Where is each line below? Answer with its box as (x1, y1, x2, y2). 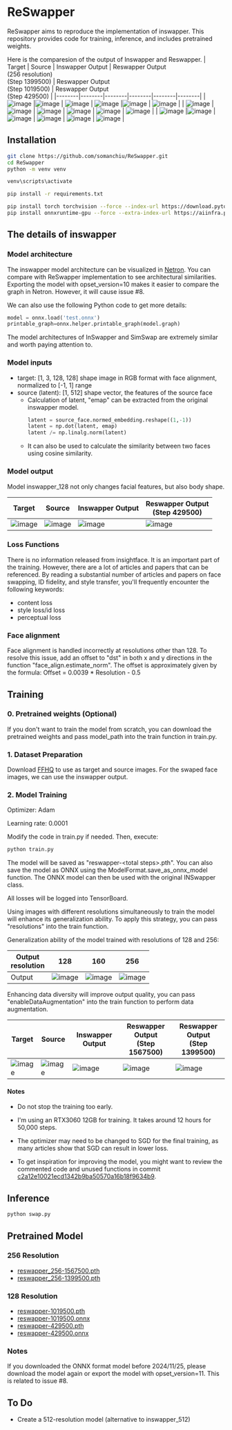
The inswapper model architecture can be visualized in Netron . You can (7, 265, 211, 274)
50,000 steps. (17, 1124, 57, 1132)
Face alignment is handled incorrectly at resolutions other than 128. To (7, 646, 207, 655)
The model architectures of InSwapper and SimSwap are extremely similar (7, 333, 219, 342)
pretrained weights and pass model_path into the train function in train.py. (7, 732, 217, 740)
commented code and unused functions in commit (17, 1165, 161, 1174)
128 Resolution (7, 1291, 58, 1300)
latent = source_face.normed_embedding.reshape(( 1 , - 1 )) (27, 417, 192, 424)
